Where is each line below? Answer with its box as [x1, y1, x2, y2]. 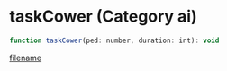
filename [9, 52, 42, 63]
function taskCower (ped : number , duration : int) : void [9, 36, 220, 45]
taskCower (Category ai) [9, 6, 197, 27]
